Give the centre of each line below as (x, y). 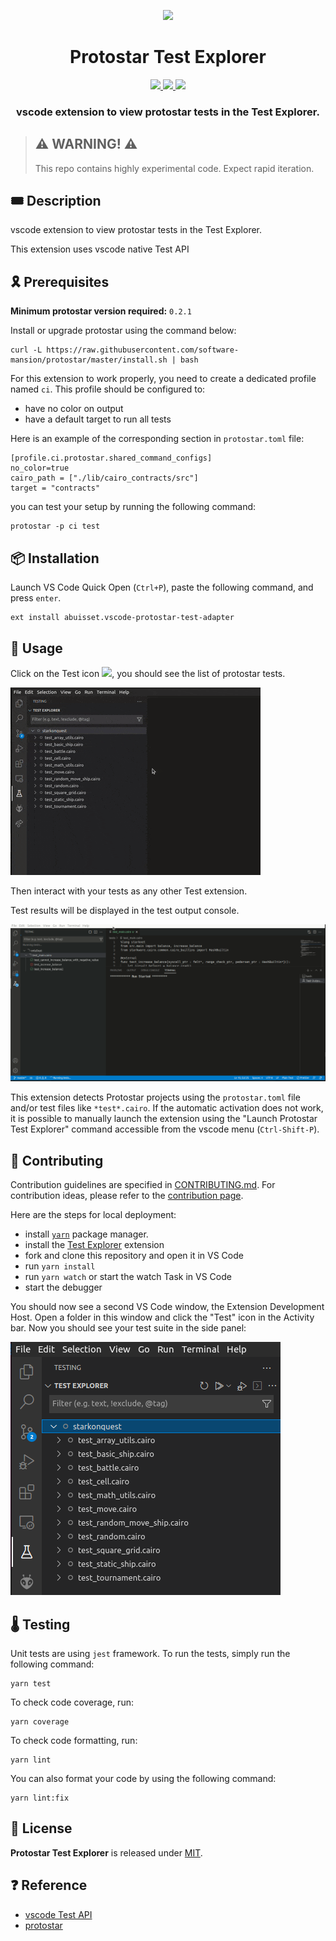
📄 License (41, 1828)
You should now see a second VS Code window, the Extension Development (167, 1307)
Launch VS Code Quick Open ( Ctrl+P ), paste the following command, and (162, 587)
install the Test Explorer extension (94, 1245)
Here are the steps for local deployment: (93, 1215)
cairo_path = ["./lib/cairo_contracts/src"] (104, 478)
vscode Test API (58, 1914)
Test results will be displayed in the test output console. (125, 910)
